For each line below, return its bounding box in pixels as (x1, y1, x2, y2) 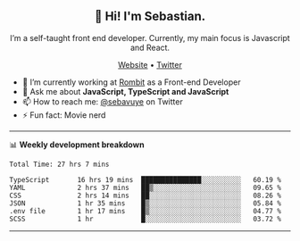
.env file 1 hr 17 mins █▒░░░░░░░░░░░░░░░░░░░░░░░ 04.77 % (9, 206, 281, 215)
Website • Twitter (117, 59, 183, 70)
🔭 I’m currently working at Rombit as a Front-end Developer (21, 77, 241, 87)
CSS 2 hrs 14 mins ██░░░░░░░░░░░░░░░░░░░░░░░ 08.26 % (9, 191, 281, 200)
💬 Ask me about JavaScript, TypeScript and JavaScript (21, 86, 229, 96)
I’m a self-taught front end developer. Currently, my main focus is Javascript (10, 32, 290, 43)
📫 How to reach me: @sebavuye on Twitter (21, 96, 183, 107)
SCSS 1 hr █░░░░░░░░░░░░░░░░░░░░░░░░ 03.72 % (9, 214, 281, 223)
